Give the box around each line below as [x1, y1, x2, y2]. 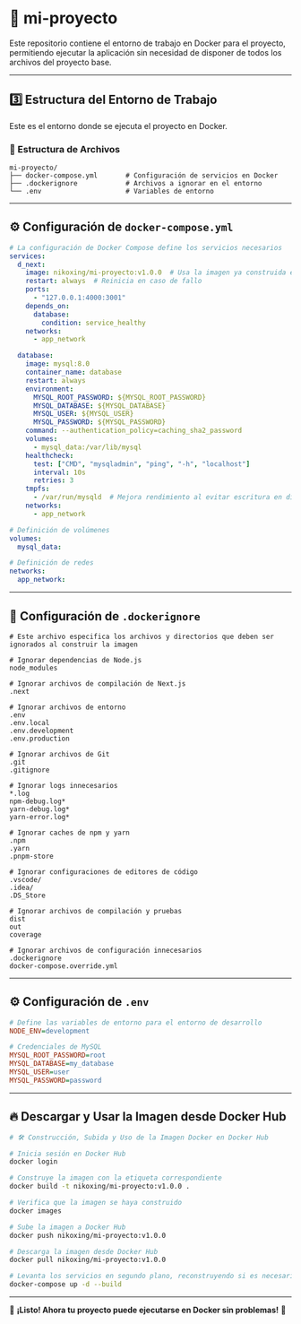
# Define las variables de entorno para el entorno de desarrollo [9, 1017, 262, 1027]
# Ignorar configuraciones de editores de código [9, 867, 199, 877]
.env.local [9, 718, 50, 727]
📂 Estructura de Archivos [9, 143, 121, 155]
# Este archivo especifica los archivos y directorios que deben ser [9, 632, 275, 641]
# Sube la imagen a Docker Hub [9, 1223, 126, 1232]
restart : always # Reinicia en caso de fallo [25, 277, 202, 286]
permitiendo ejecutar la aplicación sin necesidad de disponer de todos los [9, 47, 282, 57]
